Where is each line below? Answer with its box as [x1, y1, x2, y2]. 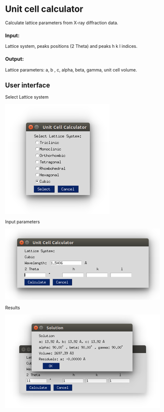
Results [5, 305, 21, 311]
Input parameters [5, 219, 40, 225]
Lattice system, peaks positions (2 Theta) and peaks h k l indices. [5, 43, 137, 49]
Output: [5, 56, 24, 63]
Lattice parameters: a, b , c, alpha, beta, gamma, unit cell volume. [5, 67, 137, 72]
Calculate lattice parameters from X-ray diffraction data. [5, 20, 119, 26]
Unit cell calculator [5, 3, 83, 15]
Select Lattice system [5, 94, 49, 100]
